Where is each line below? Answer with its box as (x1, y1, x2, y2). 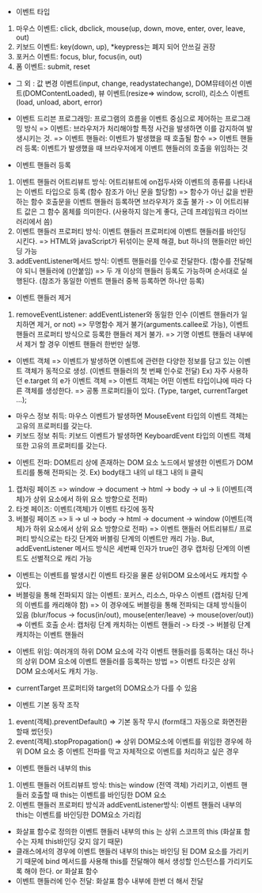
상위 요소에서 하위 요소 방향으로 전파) (32, 494, 148, 503)
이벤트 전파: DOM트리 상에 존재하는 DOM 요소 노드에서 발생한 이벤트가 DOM (15, 458, 253, 467)
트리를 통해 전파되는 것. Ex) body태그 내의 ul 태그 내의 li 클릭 (15, 468, 203, 477)
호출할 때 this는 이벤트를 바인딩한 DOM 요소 (30, 790, 167, 800)
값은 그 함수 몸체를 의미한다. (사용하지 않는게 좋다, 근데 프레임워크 (24, 207, 227, 216)
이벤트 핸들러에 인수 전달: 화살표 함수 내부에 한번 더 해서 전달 (15, 876, 204, 885)
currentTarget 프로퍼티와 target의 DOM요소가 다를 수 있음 (15, 683, 198, 693)
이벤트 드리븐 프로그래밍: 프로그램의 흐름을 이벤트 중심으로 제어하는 (15, 114, 223, 123)
